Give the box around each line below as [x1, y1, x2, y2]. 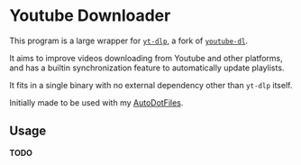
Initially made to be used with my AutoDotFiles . [9, 96, 184, 108]
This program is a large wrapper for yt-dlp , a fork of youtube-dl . [9, 35, 249, 46]
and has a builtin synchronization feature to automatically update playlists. [9, 62, 285, 73]
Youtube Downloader [9, 5, 171, 26]
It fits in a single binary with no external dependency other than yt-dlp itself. [9, 79, 293, 90]
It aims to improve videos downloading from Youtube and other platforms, [9, 52, 283, 63]
